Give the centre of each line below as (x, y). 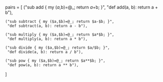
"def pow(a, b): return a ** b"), (43, 65)
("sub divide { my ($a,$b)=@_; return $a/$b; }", (58, 48)
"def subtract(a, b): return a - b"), (47, 26)
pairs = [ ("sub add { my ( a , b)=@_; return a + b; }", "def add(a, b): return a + (81, 7)
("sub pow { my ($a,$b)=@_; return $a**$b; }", (55, 61)
